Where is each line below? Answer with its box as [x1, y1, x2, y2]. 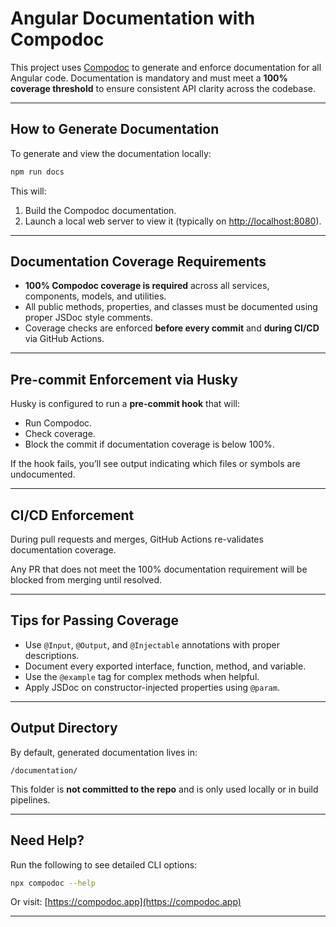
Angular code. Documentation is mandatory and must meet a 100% [10, 72, 288, 84]
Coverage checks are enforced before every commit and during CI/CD [24, 322, 320, 334]
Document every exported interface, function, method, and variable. [24, 660, 307, 672]
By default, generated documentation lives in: [10, 746, 198, 758]
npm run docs [10, 167, 65, 177]
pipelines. [10, 793, 51, 806]
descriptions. [24, 649, 80, 661]
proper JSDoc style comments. [24, 312, 154, 324]
